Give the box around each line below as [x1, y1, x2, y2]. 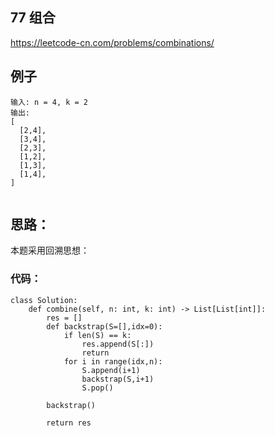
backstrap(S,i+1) [81, 374, 155, 384]
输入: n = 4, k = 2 [10, 97, 89, 107]
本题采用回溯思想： [10, 244, 90, 257]
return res [46, 418, 92, 428]
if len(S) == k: [63, 330, 132, 340]
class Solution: [10, 295, 78, 305]
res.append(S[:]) [81, 339, 155, 349]
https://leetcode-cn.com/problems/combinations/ [10, 36, 215, 48]
